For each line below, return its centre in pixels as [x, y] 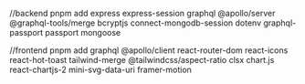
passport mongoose [83, 32]
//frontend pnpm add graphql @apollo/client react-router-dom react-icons [149, 50]
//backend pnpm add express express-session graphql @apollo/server [142, 13]
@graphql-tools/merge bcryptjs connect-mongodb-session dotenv [136, 23]
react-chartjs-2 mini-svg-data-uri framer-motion [100, 69]
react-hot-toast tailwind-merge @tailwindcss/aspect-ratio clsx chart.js [142, 60]
